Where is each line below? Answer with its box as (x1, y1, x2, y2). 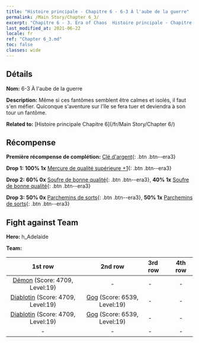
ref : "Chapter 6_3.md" (6, 36, 62, 42)
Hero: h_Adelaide (6, 233, 49, 241)
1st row (31, 262, 54, 271)
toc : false (6, 42, 33, 48)
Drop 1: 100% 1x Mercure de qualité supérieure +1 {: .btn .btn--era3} (6, 165, 172, 172)
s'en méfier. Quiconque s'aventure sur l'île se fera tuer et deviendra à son (6, 102, 185, 110)
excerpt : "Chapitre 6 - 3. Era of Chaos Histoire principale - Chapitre (6, 20, 192, 25)
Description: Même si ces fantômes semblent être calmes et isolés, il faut (6, 96, 187, 104)
